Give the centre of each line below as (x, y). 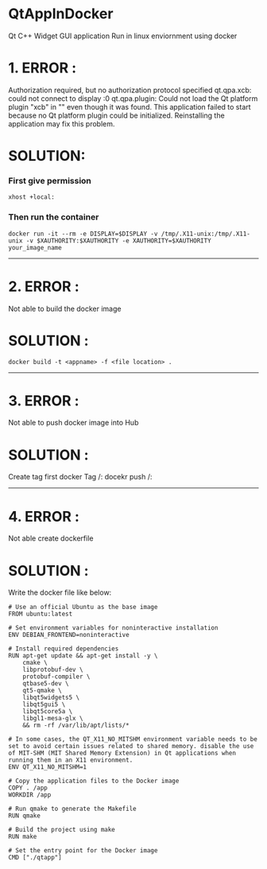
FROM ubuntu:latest (41, 614)
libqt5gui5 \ (44, 704)
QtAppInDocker (61, 14)
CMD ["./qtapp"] (35, 858)
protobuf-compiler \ (56, 677)
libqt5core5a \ (48, 712)
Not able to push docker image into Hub (74, 423)
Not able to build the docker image (65, 308)
